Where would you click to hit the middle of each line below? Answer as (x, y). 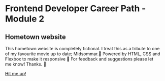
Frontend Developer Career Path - (76, 9)
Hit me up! (16, 73)
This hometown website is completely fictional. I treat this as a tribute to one (82, 49)
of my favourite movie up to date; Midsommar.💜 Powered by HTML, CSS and (83, 54)
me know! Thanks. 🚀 (26, 64)
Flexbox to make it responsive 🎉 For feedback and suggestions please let (79, 59)
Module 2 (25, 19)
